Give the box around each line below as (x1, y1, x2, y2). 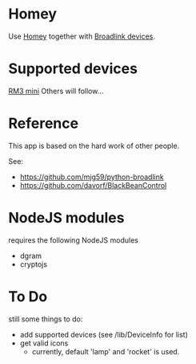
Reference (8, 114, 78, 133)
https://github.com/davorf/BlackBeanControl (19, 180, 167, 190)
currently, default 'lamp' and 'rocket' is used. (31, 346, 180, 356)
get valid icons (19, 338, 69, 348)
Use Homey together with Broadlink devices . (8, 31, 156, 41)
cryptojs (19, 259, 48, 269)
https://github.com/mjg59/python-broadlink (19, 172, 164, 182)
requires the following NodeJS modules (8, 235, 138, 245)
